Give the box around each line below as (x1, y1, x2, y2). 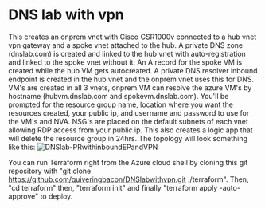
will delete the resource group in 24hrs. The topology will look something (8, 133, 248, 143)
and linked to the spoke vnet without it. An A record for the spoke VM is (8, 57, 243, 67)
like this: (8, 142, 36, 152)
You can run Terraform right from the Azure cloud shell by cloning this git (8, 157, 248, 167)
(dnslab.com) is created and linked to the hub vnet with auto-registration (8, 49, 247, 58)
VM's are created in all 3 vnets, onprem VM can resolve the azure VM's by (8, 82, 252, 93)
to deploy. (40, 191, 73, 201)
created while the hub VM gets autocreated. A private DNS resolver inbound (8, 65, 258, 75)
